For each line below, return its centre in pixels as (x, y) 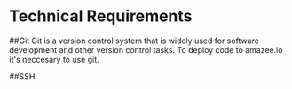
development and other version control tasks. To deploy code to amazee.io (146, 49)
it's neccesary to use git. (54, 59)
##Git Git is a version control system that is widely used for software (134, 41)
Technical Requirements (101, 16)
